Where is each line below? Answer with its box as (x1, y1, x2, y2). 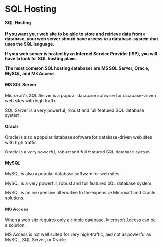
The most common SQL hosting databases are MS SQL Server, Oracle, (5, 65, 150, 71)
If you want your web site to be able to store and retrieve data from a (5, 31, 146, 37)
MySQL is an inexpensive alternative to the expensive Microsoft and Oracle (5, 190, 156, 195)
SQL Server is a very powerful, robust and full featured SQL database (5, 107, 145, 113)
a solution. (5, 222, 26, 228)
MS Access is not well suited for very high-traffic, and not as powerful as (5, 231, 152, 237)
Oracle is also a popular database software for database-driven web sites (5, 134, 152, 140)
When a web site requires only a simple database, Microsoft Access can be (5, 217, 156, 223)
